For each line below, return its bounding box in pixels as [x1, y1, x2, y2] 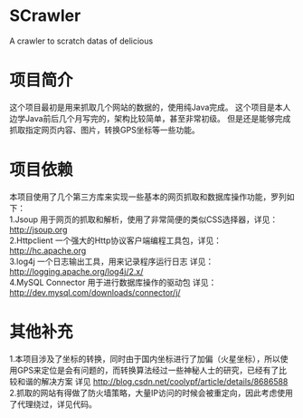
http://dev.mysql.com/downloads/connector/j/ [9, 287, 181, 297]
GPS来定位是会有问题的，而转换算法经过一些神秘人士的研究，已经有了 [16, 365, 279, 375]
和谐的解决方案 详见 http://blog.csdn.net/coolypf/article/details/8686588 [16, 375, 289, 386]
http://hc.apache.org [9, 245, 87, 256]
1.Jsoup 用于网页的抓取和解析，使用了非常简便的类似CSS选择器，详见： [9, 214, 279, 225]
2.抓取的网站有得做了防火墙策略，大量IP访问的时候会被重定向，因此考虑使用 [9, 387, 294, 398]
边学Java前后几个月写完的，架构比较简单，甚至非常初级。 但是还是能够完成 [9, 112, 291, 123]
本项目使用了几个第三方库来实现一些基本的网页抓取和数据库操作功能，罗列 [9, 191, 287, 202]
